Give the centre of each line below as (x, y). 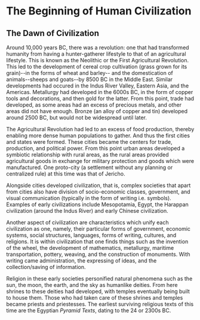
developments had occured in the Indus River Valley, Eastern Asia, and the (98, 86)
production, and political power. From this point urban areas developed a (96, 148)
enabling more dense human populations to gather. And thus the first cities (98, 135)
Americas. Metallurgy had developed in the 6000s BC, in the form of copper (100, 92)
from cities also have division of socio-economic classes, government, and (98, 192)
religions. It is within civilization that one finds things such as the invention (97, 241)
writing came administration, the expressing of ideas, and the (81, 261)
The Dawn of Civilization (53, 33)
